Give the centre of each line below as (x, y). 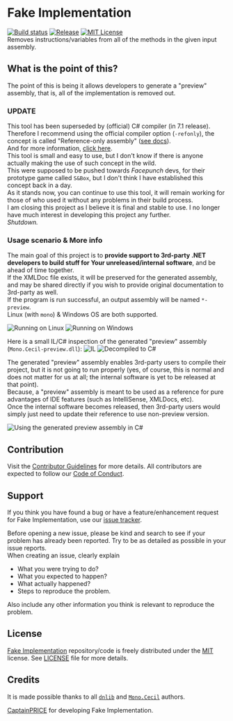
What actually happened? (54, 583)
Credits (24, 680)
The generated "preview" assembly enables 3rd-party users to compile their (117, 363)
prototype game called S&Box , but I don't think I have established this (105, 178)
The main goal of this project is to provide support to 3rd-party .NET (107, 255)
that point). (23, 385)
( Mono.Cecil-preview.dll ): (45, 349)
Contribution (35, 449)
